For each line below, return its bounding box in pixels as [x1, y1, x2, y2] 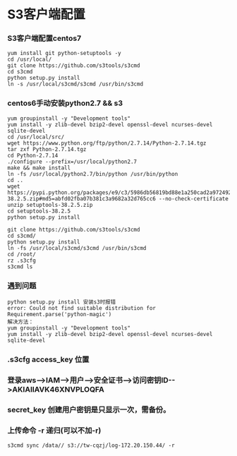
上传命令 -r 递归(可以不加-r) [7, 425, 102, 435]
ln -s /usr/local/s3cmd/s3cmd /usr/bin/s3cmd [7, 80, 143, 88]
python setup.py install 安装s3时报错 [7, 299, 116, 306]
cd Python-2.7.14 [7, 152, 59, 159]
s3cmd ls [7, 263, 33, 270]
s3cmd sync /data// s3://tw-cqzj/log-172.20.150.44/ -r [7, 442, 175, 449]
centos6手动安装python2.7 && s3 [7, 98, 123, 108]
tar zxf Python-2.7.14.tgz [7, 145, 87, 152]
